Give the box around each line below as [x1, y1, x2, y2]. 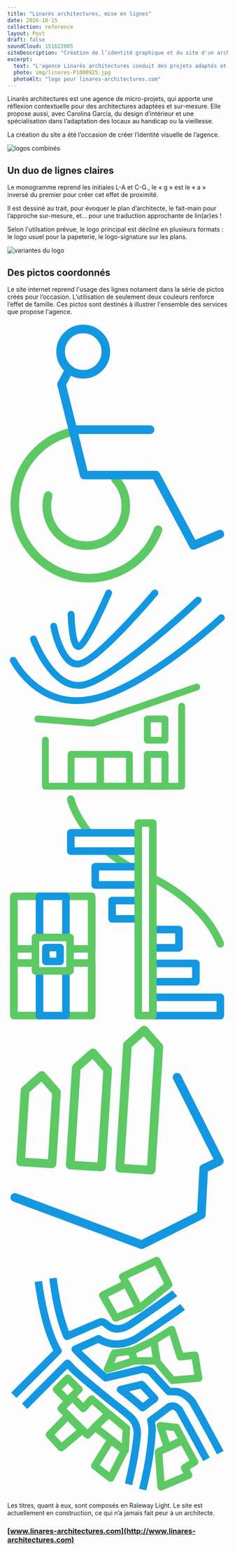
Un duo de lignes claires [7, 164, 114, 176]
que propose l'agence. [7, 308, 73, 316]
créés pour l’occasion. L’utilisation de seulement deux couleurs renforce [7, 292, 215, 301]
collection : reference [7, 23, 73, 30]
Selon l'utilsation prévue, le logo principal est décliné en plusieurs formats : [7, 225, 224, 233]
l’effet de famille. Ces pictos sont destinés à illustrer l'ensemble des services [7, 300, 227, 309]
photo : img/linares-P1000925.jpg [13, 69, 111, 76]
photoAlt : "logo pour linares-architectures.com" [13, 75, 161, 83]
